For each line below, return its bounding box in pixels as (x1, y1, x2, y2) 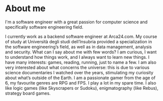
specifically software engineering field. (5, 24, 83, 30)
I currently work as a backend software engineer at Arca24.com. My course (5, 34, 157, 39)
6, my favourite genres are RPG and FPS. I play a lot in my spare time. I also (5, 80, 156, 85)
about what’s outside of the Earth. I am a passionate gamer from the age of (5, 75, 156, 81)
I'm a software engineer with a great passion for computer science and (5, 19, 148, 25)
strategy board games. (5, 90, 51, 96)
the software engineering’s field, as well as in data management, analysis (5, 44, 152, 50)
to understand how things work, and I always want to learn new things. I (5, 54, 150, 60)
